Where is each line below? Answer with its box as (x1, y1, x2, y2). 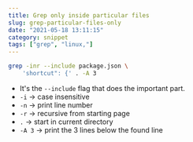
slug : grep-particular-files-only (8, 19, 122, 27)
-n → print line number (19, 100, 93, 110)
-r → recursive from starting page (19, 108, 130, 118)
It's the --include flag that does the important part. (19, 83, 185, 93)
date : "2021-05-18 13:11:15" (8, 26, 104, 34)
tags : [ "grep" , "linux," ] (8, 41, 93, 49)
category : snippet (8, 33, 69, 42)
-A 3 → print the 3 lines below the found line (19, 125, 163, 134)
